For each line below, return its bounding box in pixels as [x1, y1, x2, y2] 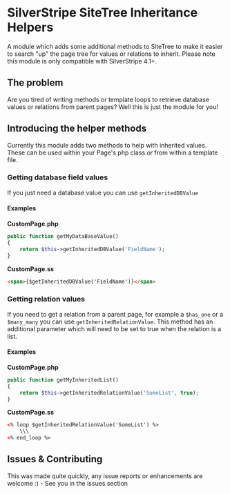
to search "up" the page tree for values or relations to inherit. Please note [7, 50, 215, 58]
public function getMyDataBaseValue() [7, 233, 119, 240]
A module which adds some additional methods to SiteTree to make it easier [7, 42, 223, 50]
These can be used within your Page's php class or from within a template [7, 148, 219, 157]
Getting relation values [7, 295, 85, 304]
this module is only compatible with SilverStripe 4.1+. [7, 57, 157, 65]
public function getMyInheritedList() [7, 376, 119, 384]
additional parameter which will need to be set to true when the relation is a [7, 324, 222, 333]
